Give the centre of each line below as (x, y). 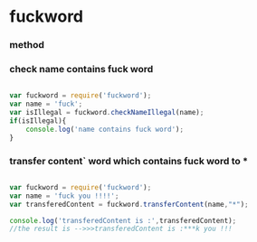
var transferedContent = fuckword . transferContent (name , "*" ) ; (129, 204)
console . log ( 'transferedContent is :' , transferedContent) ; (123, 220)
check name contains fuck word (81, 70)
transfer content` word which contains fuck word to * (129, 161)
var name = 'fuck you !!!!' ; (64, 196)
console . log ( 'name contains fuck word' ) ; (105, 129)
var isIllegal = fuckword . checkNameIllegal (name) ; (107, 113)
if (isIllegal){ (38, 121)
